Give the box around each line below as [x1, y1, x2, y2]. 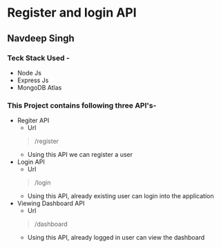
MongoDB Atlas [17, 83, 62, 91]
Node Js [17, 68, 41, 77]
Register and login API [7, 5, 137, 21]
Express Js [17, 76, 49, 84]
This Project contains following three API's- [7, 100, 157, 110]
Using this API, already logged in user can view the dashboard [27, 233, 205, 242]
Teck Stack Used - [7, 53, 70, 63]
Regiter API [17, 116, 50, 125]
